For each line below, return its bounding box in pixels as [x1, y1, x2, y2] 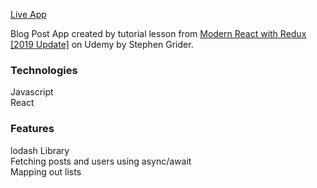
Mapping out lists [10, 165, 82, 178]
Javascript [10, 86, 54, 98]
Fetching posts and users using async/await [10, 155, 192, 167]
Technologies [10, 63, 78, 77]
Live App [10, 9, 47, 20]
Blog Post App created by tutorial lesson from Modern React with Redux [10, 28, 307, 39]
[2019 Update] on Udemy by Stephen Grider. [10, 39, 194, 50]
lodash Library [10, 144, 70, 156]
